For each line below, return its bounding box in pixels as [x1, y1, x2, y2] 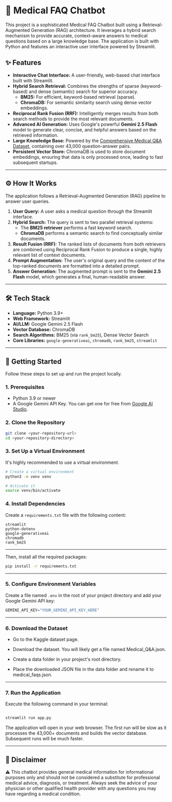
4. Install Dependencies [5, 500, 66, 508]
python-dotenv [5, 526, 36, 531]
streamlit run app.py [5, 715, 52, 721]
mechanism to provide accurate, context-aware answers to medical [5, 32, 148, 39]
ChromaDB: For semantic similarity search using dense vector [20, 99, 152, 105]
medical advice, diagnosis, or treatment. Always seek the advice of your [5, 779, 158, 786]
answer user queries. [5, 198, 50, 204]
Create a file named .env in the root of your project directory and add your [5, 592, 162, 598]
